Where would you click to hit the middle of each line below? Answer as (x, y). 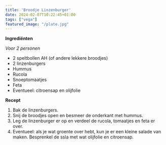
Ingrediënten (19, 39)
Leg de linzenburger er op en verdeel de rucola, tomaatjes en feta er (84, 121)
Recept (13, 100)
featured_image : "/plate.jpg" (37, 24)
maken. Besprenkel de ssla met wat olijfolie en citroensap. (73, 137)
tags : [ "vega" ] (21, 19)
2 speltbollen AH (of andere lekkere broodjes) (60, 58)
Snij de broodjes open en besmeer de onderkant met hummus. (78, 116)
